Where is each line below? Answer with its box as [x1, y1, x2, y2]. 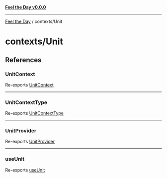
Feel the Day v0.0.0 [5, 4, 46, 10]
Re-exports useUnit [5, 167, 45, 173]
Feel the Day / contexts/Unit [5, 18, 63, 24]
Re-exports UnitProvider [5, 139, 55, 145]
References [5, 56, 42, 64]
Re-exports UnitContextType [5, 110, 64, 116]
